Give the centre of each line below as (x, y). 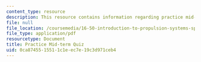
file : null (20, 22)
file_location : (25, 28)
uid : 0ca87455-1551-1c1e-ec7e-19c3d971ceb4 (61, 50)
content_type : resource (36, 12)
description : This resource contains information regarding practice (95, 17)
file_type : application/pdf (41, 34)
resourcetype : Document (36, 39)
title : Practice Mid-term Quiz (45, 45)
